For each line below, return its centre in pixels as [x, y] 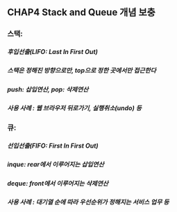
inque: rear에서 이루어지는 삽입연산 [56, 164]
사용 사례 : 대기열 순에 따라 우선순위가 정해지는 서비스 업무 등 [88, 202]
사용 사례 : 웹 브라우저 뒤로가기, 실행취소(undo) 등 [75, 108]
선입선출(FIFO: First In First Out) [53, 145]
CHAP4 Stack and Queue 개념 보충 [82, 12]
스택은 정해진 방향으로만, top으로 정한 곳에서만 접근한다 [82, 71]
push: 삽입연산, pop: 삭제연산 [48, 89]
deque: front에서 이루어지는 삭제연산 [58, 183]
